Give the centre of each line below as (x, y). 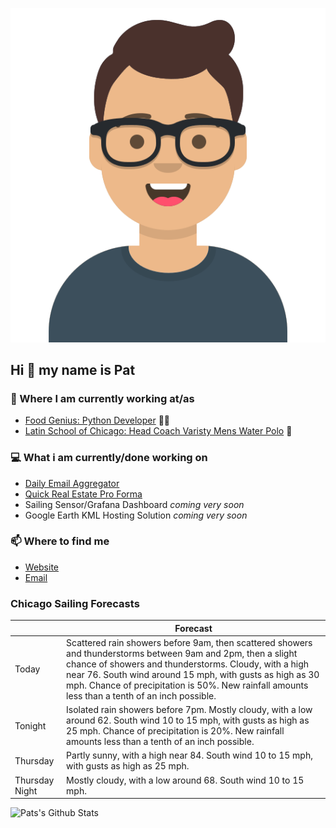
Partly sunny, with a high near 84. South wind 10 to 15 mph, (189, 755)
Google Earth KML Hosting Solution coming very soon (136, 515)
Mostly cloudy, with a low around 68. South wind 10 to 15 (185, 780)
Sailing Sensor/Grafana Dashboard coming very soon (134, 504)
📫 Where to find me (60, 541)
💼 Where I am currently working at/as (102, 398)
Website (42, 567)
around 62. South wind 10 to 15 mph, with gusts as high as (188, 720)
